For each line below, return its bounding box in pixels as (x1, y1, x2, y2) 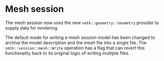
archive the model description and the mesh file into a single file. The (5, 39, 147, 45)
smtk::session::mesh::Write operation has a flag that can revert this (5, 45, 145, 51)
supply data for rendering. (5, 25, 59, 30)
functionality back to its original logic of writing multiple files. (5, 50, 130, 56)
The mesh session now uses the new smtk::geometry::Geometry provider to (5, 20, 159, 26)
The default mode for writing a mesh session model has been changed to (5, 34, 156, 40)
